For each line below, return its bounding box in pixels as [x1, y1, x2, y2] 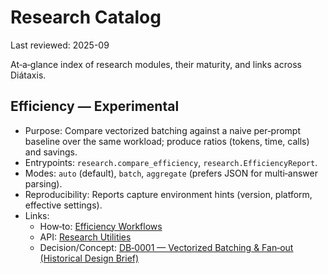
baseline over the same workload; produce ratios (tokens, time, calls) [24, 135, 310, 147]
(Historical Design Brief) [39, 252, 140, 264]
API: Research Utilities [39, 231, 132, 243]
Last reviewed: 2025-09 [10, 39, 110, 51]
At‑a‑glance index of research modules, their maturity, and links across [10, 58, 302, 70]
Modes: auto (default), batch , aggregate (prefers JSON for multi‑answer [24, 167, 318, 179]
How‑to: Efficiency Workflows [39, 220, 163, 232]
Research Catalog [10, 6, 162, 29]
